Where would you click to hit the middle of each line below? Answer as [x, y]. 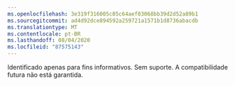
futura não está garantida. [45, 75]
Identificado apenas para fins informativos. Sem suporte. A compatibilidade [118, 67]
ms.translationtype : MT [43, 27]
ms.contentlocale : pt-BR [44, 34]
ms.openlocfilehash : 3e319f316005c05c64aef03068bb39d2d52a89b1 [103, 14]
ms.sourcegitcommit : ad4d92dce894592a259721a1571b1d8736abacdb [103, 21]
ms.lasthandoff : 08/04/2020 [49, 41]
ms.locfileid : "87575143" [45, 47]
